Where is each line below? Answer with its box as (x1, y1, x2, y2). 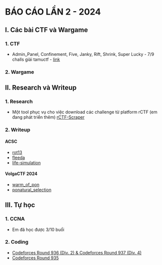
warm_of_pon (12, 181, 40, 187)
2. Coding (5, 239, 29, 246)
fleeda (12, 155, 25, 160)
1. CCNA (5, 215, 25, 222)
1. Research (5, 98, 33, 105)
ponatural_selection (12, 187, 52, 193)
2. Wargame (5, 69, 34, 75)
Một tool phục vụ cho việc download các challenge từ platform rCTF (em (12, 109, 158, 115)
